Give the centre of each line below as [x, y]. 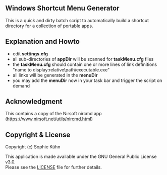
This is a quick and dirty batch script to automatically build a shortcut [77, 20]
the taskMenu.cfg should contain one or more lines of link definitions [85, 64]
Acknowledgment [34, 102]
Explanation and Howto [42, 41]
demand [21, 85]
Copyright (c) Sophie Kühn [33, 147]
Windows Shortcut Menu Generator [62, 8]
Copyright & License [38, 135]
